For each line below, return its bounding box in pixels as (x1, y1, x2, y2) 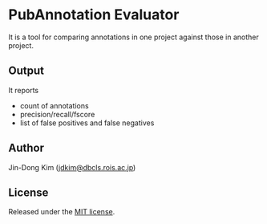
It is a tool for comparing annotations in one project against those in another (8, 32, 259, 42)
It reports (8, 85, 38, 95)
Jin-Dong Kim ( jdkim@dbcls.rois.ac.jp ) (8, 162, 136, 172)
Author (8, 141, 44, 155)
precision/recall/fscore (19, 109, 95, 119)
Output (8, 64, 44, 78)
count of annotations (19, 100, 90, 110)
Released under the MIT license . (8, 207, 115, 217)
